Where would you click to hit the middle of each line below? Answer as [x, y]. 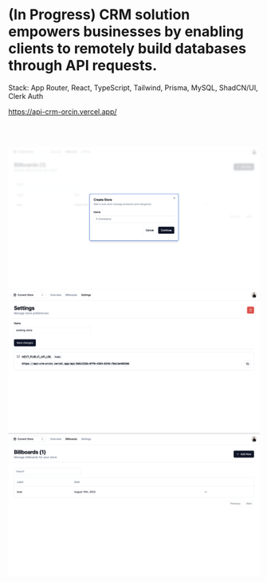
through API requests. [83, 66]
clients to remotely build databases [128, 49]
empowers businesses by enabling [126, 32]
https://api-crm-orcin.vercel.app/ [63, 111]
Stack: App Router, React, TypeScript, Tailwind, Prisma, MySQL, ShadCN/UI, [133, 87]
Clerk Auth [26, 96]
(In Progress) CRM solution [99, 15]
